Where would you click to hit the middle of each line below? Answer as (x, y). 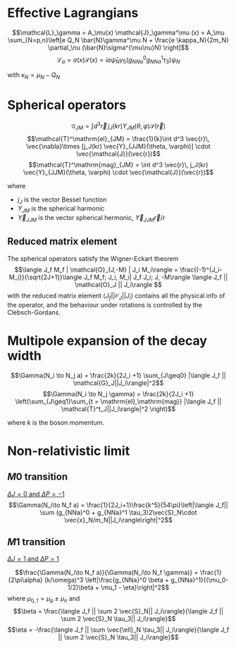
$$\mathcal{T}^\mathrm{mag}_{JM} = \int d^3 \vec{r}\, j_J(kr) (118, 164)
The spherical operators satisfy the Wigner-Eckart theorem (93, 258)
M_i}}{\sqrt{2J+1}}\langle (45, 277)
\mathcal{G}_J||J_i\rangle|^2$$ (118, 383)
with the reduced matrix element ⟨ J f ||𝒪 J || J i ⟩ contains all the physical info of (116, 296)
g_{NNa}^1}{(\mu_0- (199, 580)
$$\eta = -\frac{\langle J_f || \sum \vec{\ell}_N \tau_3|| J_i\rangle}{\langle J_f (118, 630)
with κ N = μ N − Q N (34, 76)
